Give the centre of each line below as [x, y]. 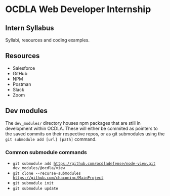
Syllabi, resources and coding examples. [48, 40]
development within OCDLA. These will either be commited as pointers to [81, 128]
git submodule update [35, 188]
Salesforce [24, 68]
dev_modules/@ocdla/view [39, 168]
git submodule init [33, 183]
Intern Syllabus [30, 28]
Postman [22, 84]
